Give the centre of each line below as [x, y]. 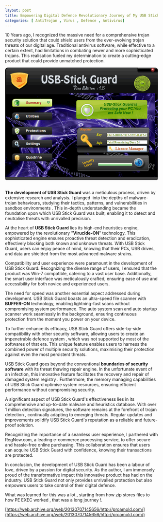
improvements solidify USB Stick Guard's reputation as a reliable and [74, 420]
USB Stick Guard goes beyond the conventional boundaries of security [77, 364]
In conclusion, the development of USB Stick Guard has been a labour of [77, 465]
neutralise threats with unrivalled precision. [48, 219]
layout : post [18, 10]
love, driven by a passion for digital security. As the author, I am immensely [80, 470]
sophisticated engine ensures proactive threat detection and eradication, [78, 238]
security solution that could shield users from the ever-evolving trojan [75, 40]
